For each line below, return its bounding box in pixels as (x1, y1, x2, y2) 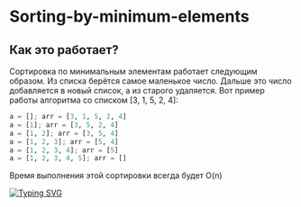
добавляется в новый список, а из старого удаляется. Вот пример (9, 85, 265, 95)
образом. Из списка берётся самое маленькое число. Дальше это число (9, 76, 292, 86)
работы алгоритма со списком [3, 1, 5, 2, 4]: (9, 94, 178, 105)
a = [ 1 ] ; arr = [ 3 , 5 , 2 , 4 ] (9, 120, 119, 130)
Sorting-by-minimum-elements (9, 6, 250, 27)
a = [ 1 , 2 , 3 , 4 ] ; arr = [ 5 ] (9, 146, 119, 155)
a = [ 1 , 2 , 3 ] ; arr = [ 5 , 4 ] (9, 137, 119, 146)
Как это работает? (9, 42, 119, 58)
